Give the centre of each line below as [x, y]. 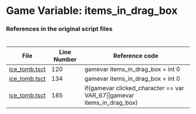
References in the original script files [59, 29]
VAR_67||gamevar [109, 95]
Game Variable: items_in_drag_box [92, 11]
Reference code [136, 56]
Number [65, 59]
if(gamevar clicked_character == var [134, 88]
